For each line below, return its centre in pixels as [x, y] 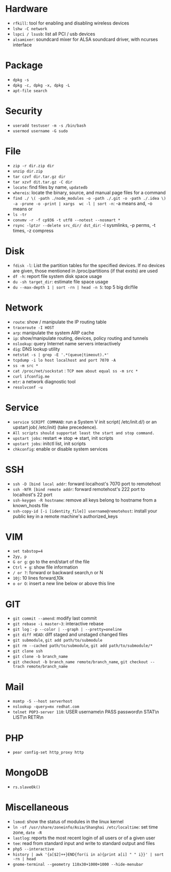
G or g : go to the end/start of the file [51, 562]
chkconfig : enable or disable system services [60, 449]
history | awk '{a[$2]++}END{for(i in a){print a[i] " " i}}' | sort [88, 855]
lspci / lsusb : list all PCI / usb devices [54, 34]
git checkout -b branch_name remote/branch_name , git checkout [80, 662]
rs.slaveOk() [27, 787]
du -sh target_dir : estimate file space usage [60, 281]
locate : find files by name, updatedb [50, 187]
